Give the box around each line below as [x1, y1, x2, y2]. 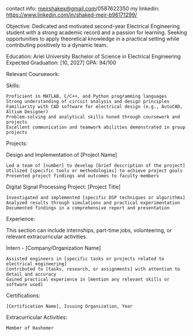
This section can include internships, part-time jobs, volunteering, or [6, 227, 172, 233]
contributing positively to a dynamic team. [6, 41, 108, 48]
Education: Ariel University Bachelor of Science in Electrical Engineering [6, 53, 181, 60]
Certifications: [6, 292, 41, 299]
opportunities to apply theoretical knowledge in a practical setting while [6, 35, 179, 42]
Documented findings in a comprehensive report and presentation [6, 205, 169, 211]
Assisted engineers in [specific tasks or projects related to [6, 256, 165, 262]
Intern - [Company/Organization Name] [6, 245, 101, 251]
